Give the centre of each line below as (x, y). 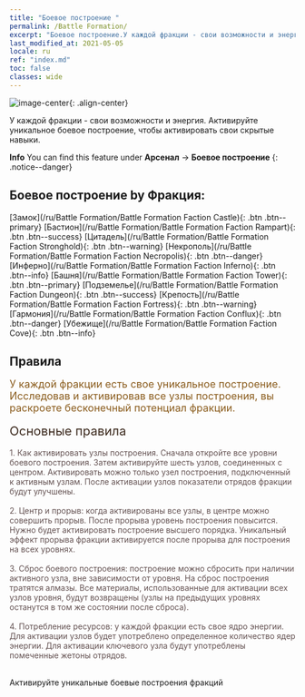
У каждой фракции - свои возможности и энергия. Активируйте (134, 120)
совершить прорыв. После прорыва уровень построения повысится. (144, 520)
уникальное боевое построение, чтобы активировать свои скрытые (142, 130)
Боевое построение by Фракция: (108, 196)
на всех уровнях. (42, 549)
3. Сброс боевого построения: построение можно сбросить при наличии (152, 569)
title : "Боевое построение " (64, 18)
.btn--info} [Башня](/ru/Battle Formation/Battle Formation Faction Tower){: (148, 275)
